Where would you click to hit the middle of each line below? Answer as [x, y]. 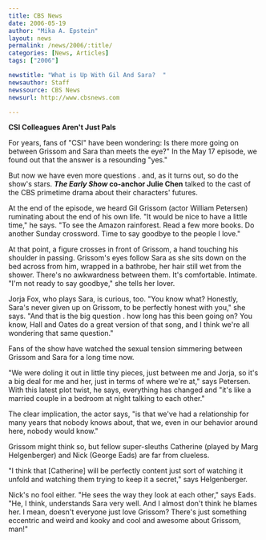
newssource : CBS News [44, 90]
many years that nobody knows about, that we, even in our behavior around [133, 423]
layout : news [30, 38]
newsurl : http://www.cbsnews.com [64, 97]
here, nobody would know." [53, 432]
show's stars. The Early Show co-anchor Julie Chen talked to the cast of [129, 184]
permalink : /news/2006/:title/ [60, 46]
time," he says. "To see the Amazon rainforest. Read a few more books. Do [131, 225]
